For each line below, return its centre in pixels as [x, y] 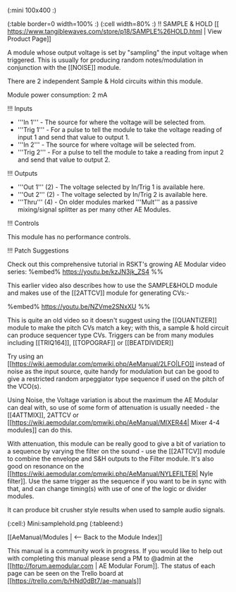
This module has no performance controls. [69, 237]
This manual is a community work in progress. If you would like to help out [115, 551]
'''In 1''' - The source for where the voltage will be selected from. [112, 122]
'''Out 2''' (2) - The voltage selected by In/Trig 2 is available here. [112, 194]
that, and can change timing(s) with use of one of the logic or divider [107, 489]
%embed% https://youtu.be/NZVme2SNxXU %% [79, 307]
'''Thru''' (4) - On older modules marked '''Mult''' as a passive [107, 202]
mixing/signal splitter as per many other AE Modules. [94, 210]
